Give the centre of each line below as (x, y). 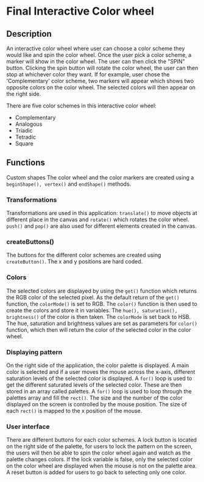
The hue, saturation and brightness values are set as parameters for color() (102, 323)
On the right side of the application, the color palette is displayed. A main (98, 365)
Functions (26, 163)
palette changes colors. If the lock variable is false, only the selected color (100, 459)
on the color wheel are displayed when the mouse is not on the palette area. (101, 466)
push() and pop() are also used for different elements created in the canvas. (101, 226)
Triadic (24, 130)
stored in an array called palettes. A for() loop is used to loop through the (99, 391)
